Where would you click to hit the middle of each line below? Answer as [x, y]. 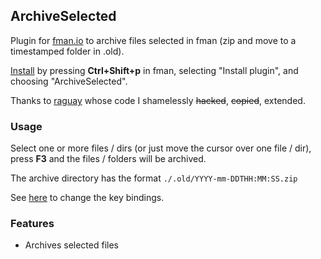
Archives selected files [71, 245]
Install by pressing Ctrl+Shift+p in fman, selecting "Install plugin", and [154, 70]
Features [32, 224]
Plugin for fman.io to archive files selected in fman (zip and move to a [153, 40]
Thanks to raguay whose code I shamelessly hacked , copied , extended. [158, 100]
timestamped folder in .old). [67, 51]
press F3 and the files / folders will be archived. [108, 159]
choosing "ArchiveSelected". [69, 81]
